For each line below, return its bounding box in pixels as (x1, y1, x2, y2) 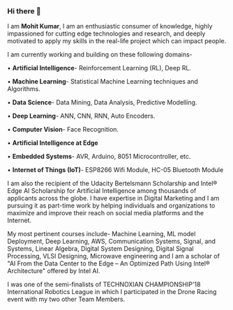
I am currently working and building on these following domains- (7, 50, 193, 59)
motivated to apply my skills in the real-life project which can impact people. (7, 37, 227, 45)
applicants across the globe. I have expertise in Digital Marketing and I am (7, 194, 220, 203)
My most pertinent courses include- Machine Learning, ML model (7, 230, 196, 238)
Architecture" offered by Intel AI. (7, 267, 100, 275)
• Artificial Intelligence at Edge (7, 139, 99, 147)
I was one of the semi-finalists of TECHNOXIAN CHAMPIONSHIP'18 (7, 280, 201, 288)
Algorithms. (7, 85, 40, 93)
